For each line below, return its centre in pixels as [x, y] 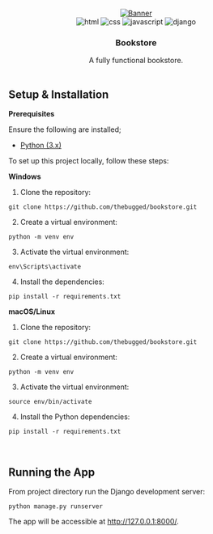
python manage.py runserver [56, 506]
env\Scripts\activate [45, 267]
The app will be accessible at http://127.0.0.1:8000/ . [94, 521]
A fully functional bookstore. [136, 61]
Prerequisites [32, 114]
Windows [25, 176]
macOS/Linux [32, 311]
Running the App [52, 472]
